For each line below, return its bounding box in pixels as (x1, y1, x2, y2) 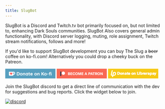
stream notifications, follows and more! (5, 38, 86, 44)
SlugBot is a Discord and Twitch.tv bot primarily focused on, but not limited (5, 22, 160, 28)
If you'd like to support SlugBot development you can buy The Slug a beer (5, 48, 158, 54)
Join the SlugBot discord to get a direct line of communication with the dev (5, 83, 160, 89)
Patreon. (5, 58, 23, 64)
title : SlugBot (5, 8, 37, 13)
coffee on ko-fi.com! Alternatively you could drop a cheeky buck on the (5, 53, 153, 59)
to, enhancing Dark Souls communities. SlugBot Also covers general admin (5, 27, 160, 33)
